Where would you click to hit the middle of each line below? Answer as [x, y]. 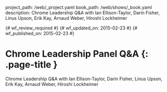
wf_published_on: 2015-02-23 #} [40, 33]
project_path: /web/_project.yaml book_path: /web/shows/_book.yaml [79, 7]
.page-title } [31, 65]
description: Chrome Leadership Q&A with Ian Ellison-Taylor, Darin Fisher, [82, 13]
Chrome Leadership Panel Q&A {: [77, 54]
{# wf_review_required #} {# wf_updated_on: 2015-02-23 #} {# [71, 28]
